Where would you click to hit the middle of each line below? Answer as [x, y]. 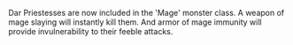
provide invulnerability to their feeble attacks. [91, 31]
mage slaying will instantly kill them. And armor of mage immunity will [135, 22]
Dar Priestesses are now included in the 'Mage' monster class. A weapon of [146, 13]
